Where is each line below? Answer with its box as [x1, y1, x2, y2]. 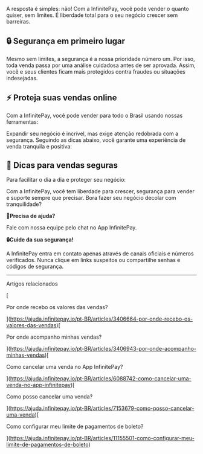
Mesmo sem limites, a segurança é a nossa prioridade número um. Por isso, [6, 55, 195, 62]
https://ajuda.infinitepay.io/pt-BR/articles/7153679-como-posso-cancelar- [10, 404, 195, 412]
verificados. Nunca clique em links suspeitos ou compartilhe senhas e [6, 257, 181, 264]
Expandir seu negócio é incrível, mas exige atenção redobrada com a [6, 130, 179, 137]
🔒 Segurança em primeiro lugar [6, 36, 126, 46]
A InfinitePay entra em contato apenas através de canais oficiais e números [6, 250, 195, 257]
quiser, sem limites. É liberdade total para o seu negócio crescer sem [6, 11, 178, 19]
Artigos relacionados [6, 280, 59, 287]
